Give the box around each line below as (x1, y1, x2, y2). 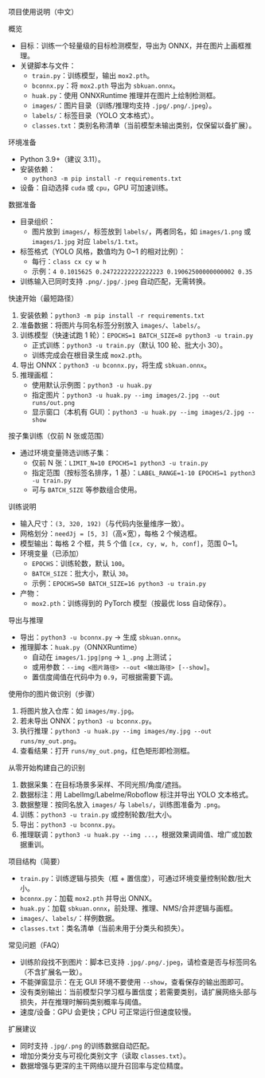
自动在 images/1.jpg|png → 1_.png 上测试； (31, 652, 174, 662)
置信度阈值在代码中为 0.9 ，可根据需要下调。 (31, 672, 177, 682)
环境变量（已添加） (19, 549, 84, 558)
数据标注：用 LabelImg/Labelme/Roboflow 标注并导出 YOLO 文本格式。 (19, 790, 253, 799)
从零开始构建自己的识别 (8, 763, 85, 772)
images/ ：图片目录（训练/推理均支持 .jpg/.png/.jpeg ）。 (31, 100, 216, 110)
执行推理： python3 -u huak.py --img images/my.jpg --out (19, 726, 212, 735)
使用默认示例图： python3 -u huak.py (31, 380, 153, 389)
